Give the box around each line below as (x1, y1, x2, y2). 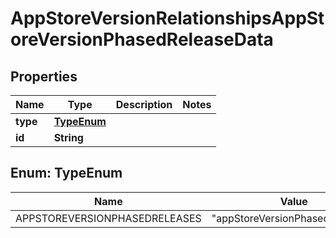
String (53, 131, 84, 144)
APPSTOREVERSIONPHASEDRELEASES (15, 211, 202, 225)
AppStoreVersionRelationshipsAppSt (10, 7, 325, 30)
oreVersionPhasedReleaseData (10, 28, 274, 51)
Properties (10, 68, 78, 85)
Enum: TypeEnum (10, 165, 123, 182)
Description (115, 98, 173, 111)
